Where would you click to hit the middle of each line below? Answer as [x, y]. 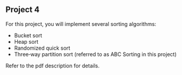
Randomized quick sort [42, 48]
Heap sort [26, 41]
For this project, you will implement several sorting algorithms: [81, 24]
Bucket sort [28, 35]
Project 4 [22, 10]
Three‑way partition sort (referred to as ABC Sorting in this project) [95, 54]
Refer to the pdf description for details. [52, 66]
